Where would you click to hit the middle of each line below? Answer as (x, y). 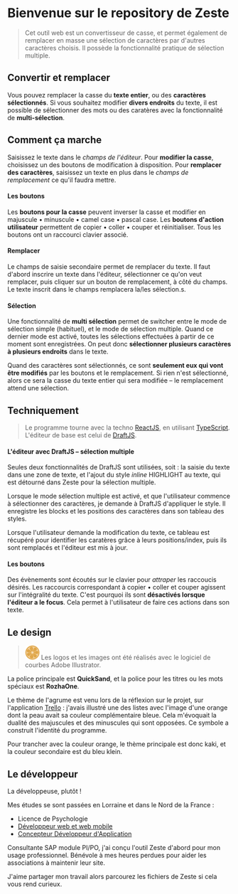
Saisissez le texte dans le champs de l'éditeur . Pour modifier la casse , (110, 157)
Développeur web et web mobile (65, 826)
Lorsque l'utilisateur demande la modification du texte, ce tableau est (109, 533)
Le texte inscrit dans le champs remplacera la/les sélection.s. (97, 289)
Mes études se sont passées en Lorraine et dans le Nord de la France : (111, 805)
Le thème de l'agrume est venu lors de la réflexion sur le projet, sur (106, 700)
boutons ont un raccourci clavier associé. (68, 234)
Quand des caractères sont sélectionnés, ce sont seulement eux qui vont (115, 366)
